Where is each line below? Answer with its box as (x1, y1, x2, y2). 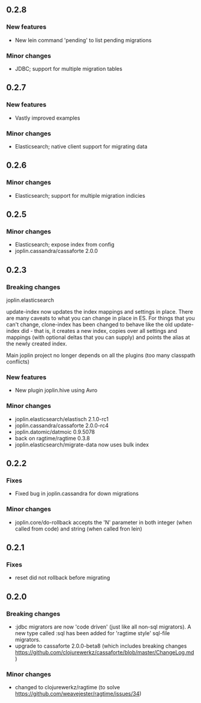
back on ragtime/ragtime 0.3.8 (14, 434, 90, 442)
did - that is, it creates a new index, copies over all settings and (20, 327, 178, 335)
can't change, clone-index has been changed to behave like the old (6, 321, 173, 328)
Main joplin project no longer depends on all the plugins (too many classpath (6, 351, 196, 359)
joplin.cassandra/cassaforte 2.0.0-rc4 (14, 422, 109, 429)
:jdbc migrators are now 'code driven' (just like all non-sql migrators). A (14, 623, 191, 630)
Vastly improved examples (14, 114, 80, 121)
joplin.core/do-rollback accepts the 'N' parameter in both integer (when (14, 519, 192, 526)
